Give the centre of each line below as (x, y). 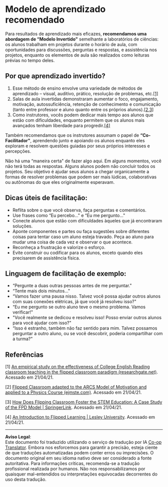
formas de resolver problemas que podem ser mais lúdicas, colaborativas (81, 177)
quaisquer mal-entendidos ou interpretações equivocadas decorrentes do (81, 474)
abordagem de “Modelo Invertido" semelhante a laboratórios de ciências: (82, 39)
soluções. (22, 226)
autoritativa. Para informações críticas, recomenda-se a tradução (72, 463)
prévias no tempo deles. (30, 60)
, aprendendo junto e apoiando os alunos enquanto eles (87, 140)
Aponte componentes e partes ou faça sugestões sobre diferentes (81, 231)
